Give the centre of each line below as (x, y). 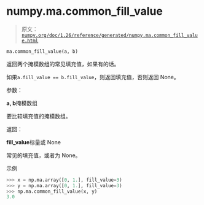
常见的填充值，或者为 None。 (44, 155)
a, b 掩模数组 (22, 103)
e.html (30, 41)
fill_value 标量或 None (34, 142)
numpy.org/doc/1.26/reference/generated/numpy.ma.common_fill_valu (109, 35)
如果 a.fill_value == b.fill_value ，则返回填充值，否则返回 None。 (93, 77)
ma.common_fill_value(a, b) (42, 51)
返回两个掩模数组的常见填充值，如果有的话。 (63, 64)
